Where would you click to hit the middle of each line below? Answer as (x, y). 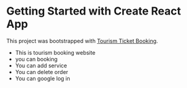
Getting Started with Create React (94, 11)
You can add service (41, 66)
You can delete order (42, 72)
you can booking (36, 59)
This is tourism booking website (55, 52)
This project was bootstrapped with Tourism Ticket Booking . (82, 41)
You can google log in (42, 78)
